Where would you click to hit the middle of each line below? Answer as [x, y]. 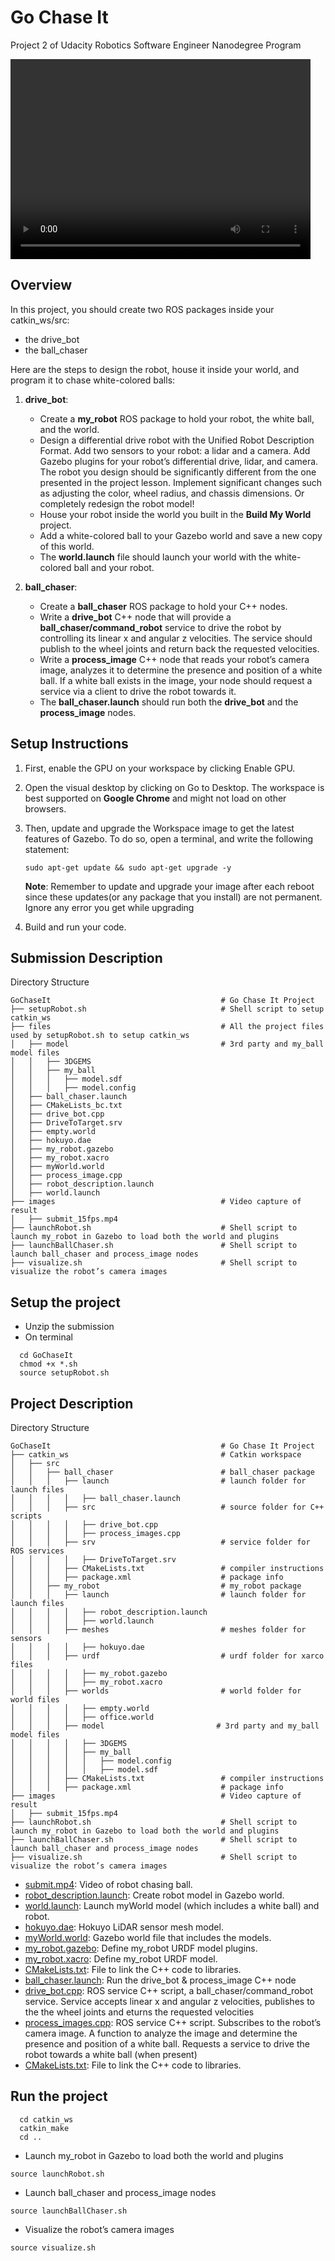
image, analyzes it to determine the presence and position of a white [181, 670]
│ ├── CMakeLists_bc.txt [66, 1106]
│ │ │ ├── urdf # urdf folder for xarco [167, 1656]
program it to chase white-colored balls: [93, 380]
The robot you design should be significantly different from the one [178, 472]
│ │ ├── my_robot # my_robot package [156, 1586]
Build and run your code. [75, 927]
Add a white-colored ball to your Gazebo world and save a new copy [181, 535]
